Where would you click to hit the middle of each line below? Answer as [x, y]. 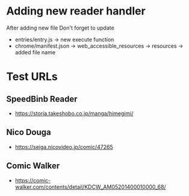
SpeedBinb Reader [42, 99]
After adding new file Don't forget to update [60, 28]
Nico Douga [29, 132]
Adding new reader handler [76, 11]
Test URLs [32, 77]
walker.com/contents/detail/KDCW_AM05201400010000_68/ [91, 187]
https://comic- [33, 180]
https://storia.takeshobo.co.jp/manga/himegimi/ [74, 113]
